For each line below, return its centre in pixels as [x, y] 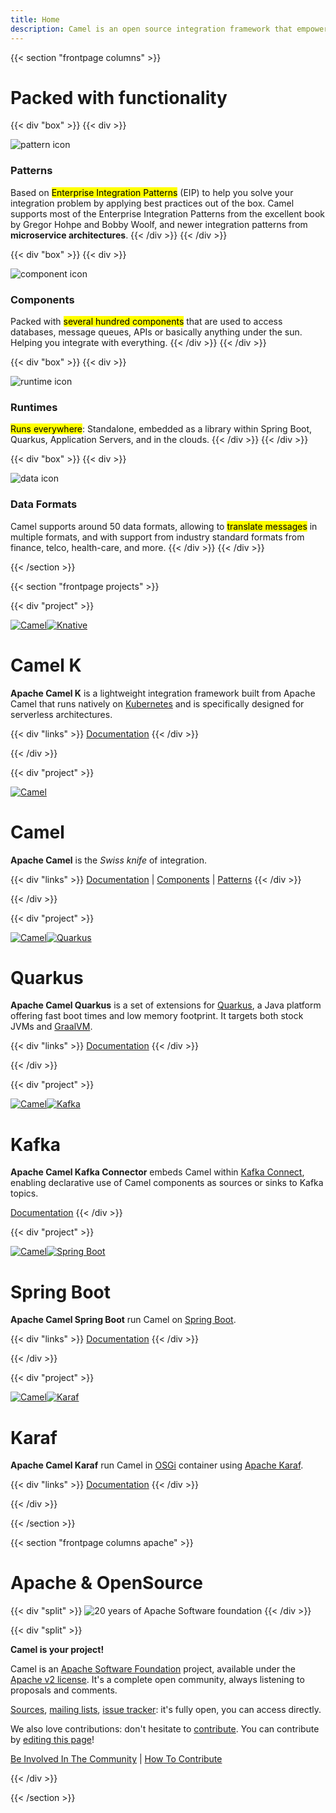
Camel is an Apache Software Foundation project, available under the [153, 1669]
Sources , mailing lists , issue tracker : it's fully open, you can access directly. [166, 1710]
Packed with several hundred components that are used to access [146, 322]
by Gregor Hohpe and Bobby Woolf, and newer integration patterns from [159, 224]
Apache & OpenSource [106, 1583]
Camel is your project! [57, 1650]
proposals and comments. [64, 1690]
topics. [24, 1193]
